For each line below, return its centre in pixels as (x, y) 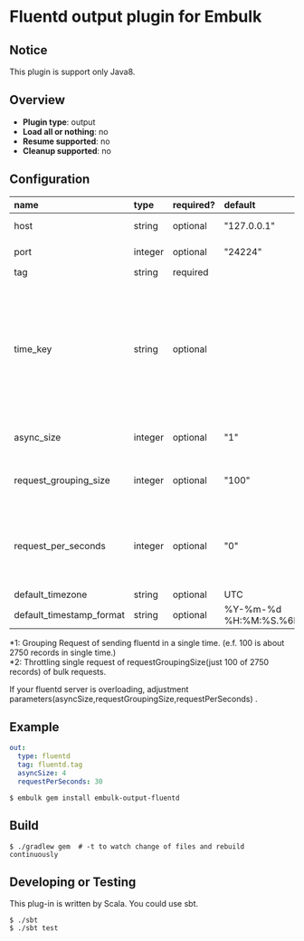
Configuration (50, 180)
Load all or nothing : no (65, 131)
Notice (28, 50)
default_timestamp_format (69, 614)
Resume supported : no (66, 141)
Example (34, 727)
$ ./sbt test (34, 928)
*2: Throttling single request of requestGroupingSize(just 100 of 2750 (139, 661)
